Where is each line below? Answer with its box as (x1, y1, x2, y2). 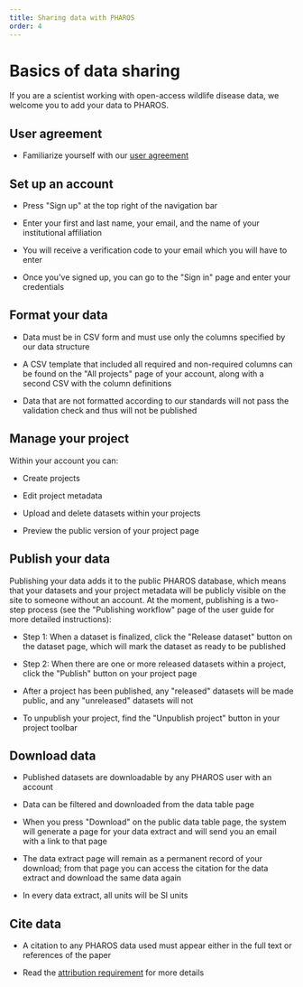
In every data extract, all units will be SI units (22, 890, 188, 901)
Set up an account (9, 176, 115, 191)
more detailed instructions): (9, 613, 112, 624)
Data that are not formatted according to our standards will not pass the (22, 395, 289, 406)
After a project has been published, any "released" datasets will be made (22, 685, 294, 696)
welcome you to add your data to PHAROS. (9, 100, 170, 111)
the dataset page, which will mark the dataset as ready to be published (22, 640, 287, 651)
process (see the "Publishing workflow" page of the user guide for (27, 604, 275, 615)
